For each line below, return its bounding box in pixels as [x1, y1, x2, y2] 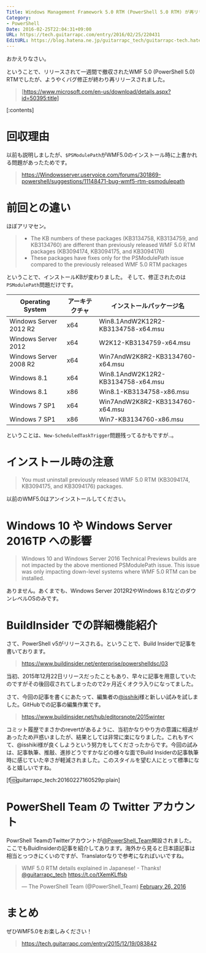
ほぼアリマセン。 [6, 222, 50, 230]
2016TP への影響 [6, 534, 92, 548]
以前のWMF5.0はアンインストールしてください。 [6, 495, 129, 503]
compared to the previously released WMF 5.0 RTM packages [30, 260, 188, 268]
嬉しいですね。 [17, 764, 55, 771]
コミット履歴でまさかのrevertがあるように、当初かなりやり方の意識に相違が [6, 726, 199, 733]
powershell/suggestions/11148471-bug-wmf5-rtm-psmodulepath [21, 177, 185, 184]
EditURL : [6, 37, 29, 44]
